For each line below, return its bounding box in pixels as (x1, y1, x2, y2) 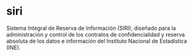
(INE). (6, 44, 21, 51)
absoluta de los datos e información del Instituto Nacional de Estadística (6, 37, 188, 44)
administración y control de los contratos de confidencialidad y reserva (6, 30, 185, 38)
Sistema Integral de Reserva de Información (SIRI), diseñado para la (6, 24, 177, 32)
